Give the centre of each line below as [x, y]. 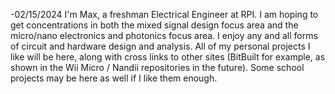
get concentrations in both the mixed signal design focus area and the [154, 25]
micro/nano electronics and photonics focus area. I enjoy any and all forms [164, 35]
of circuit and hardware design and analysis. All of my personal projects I [160, 46]
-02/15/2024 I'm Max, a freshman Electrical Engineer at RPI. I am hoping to [164, 14]
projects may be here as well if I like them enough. [114, 78]
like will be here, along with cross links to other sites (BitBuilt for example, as [168, 57]
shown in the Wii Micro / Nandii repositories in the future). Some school [157, 67]
